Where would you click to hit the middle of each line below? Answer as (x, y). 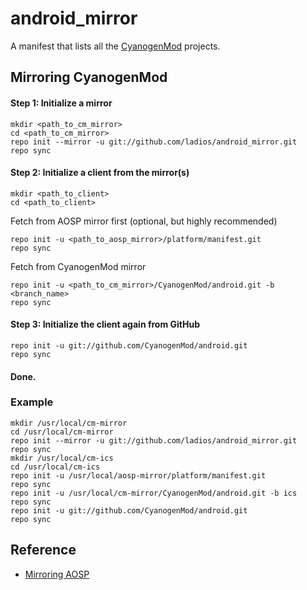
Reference (43, 550)
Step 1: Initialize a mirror (61, 103)
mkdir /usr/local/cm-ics (62, 458)
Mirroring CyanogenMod (89, 77)
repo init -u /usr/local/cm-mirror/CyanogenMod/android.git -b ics (154, 493)
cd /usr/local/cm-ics (55, 467)
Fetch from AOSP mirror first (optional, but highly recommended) (144, 221)
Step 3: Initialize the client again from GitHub (105, 324)
